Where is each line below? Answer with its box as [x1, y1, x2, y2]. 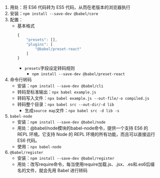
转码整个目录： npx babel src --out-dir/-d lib [17, 101, 115, 107]
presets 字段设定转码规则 [24, 65, 75, 71]
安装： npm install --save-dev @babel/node [17, 119, 106, 125]
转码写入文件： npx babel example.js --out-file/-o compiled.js [17, 95, 150, 101]
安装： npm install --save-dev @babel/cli [17, 83, 104, 89]
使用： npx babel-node [17, 144, 62, 150]
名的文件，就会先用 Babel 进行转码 [17, 168, 88, 174]
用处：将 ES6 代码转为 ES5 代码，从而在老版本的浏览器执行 [9, 4, 131, 10]
